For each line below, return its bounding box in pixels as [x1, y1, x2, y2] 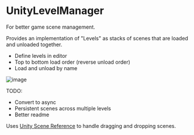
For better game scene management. [6, 23, 95, 30]
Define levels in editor [14, 52, 67, 59]
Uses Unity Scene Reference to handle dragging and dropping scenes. [6, 122, 176, 129]
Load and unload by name [14, 64, 78, 71]
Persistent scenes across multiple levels [14, 105, 111, 112]
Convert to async [14, 98, 57, 106]
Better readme [14, 111, 50, 118]
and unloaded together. [6, 41, 63, 48]
